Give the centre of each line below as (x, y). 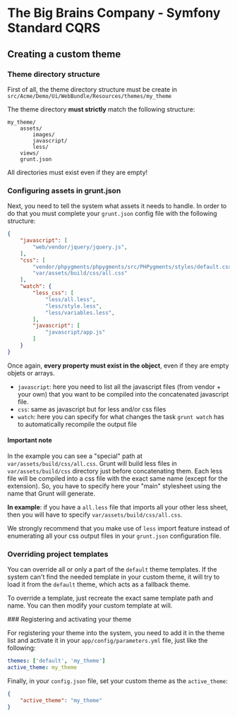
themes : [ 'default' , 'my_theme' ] (56, 661)
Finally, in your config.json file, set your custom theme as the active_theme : (117, 681)
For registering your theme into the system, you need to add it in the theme (116, 633)
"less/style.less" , (73, 306)
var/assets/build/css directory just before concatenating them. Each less (115, 471)
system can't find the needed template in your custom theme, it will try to (114, 577)
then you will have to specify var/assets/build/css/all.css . (95, 514)
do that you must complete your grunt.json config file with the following (112, 214)
